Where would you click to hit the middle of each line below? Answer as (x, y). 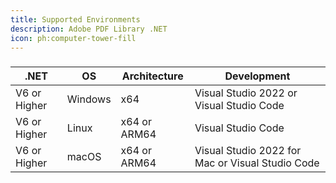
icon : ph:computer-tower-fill (73, 38)
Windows (89, 99)
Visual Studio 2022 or (246, 93)
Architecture (152, 76)
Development (257, 76)
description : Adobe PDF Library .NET (89, 29)
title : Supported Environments (75, 19)
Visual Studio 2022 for (248, 151)
